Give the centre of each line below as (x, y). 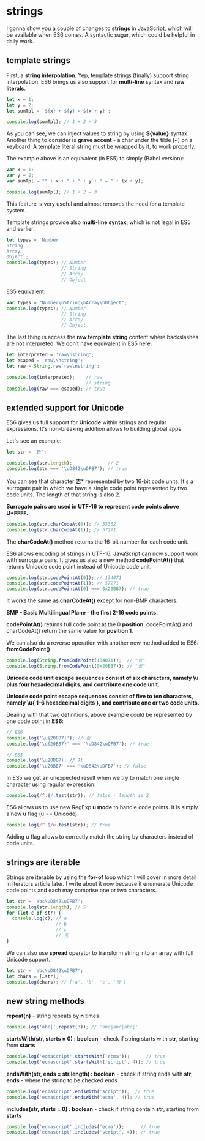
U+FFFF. (17, 513)
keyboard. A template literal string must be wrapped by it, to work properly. (101, 147)
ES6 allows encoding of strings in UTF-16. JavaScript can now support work (102, 553)
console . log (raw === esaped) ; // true (56, 389)
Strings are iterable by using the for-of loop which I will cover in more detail (102, 877)
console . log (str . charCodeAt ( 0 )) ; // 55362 (61, 524)
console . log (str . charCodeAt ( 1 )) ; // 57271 (61, 530)
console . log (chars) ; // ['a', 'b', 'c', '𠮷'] (66, 982)
